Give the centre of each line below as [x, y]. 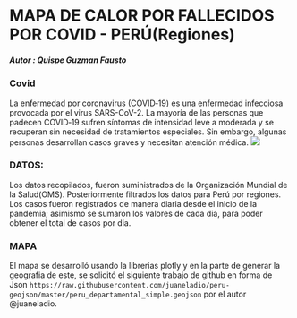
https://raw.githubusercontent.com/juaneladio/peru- [129, 286]
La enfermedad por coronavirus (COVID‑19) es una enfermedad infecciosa [146, 103]
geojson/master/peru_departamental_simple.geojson [106, 295]
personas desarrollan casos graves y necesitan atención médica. [129, 142]
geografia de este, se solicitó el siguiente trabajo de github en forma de [141, 275]
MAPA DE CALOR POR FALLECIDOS [142, 16]
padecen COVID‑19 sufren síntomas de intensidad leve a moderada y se [142, 122]
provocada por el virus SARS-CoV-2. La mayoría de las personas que [136, 112]
